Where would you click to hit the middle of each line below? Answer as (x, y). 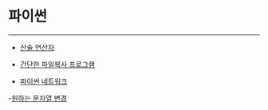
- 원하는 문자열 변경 (38, 98)
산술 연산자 (37, 47)
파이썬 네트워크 (43, 81)
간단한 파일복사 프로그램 (57, 64)
